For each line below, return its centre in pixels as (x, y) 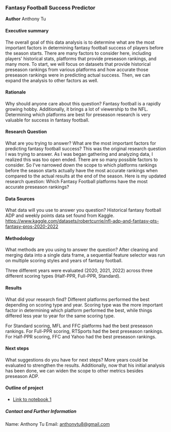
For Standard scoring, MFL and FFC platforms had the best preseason (79, 326)
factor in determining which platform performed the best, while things (79, 310)
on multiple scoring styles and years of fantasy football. (64, 261)
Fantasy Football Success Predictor (50, 8)
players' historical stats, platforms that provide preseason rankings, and (81, 59)
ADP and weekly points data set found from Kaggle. (60, 215)
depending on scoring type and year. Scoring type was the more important (84, 304)
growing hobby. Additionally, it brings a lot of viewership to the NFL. (77, 109)
